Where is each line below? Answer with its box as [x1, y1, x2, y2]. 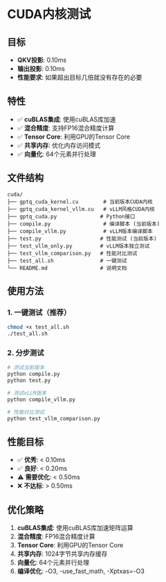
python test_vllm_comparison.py [7, 415, 100, 422]
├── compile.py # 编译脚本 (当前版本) [7, 220, 160, 228]
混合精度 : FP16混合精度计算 [17, 532, 95, 541]
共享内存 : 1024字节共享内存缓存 [17, 549, 108, 558]
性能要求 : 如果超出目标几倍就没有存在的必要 [17, 74, 142, 81]
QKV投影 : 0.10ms [17, 56, 67, 64]
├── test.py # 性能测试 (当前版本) [7, 235, 157, 242]
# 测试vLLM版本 [7, 389, 47, 396]
